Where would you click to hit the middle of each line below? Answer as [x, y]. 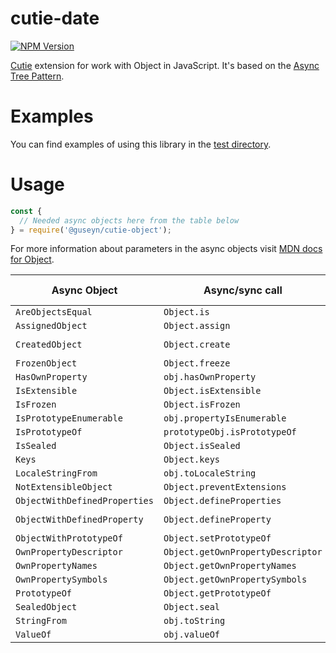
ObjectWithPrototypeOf [69, 538]
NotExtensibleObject [64, 487]
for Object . [32, 259]
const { [26, 211]
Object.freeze [197, 363]
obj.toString [194, 621]
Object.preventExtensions [225, 487]
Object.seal [192, 607]
